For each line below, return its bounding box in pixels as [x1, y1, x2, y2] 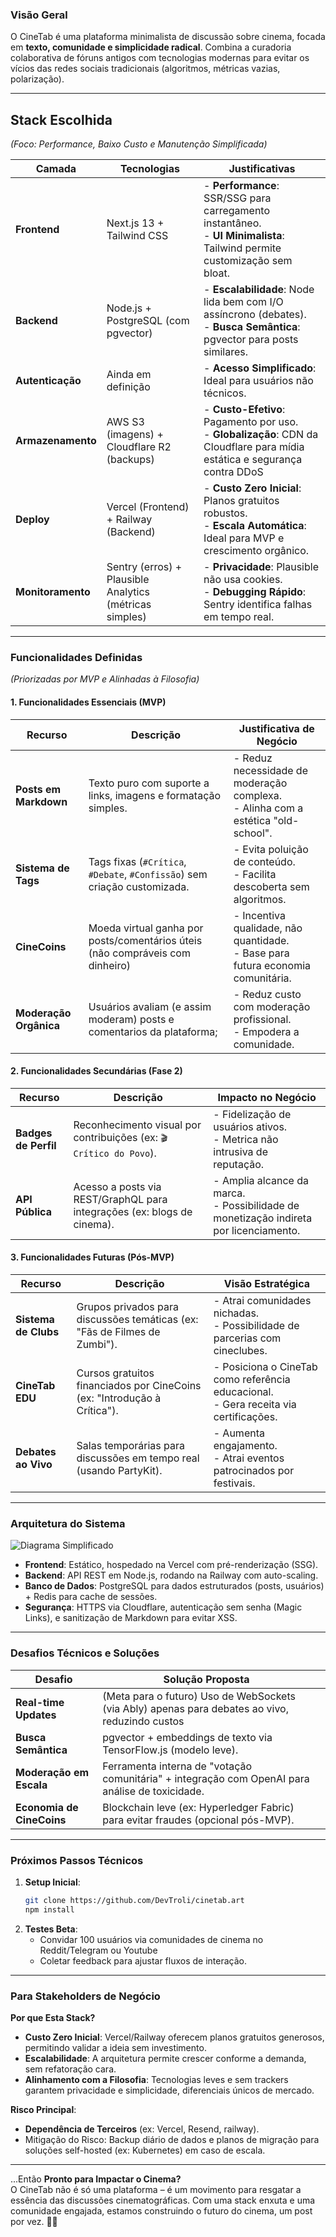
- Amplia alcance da [213, 1173, 309, 1187]
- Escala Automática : [203, 519, 307, 533]
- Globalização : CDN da [203, 428, 319, 442]
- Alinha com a [233, 801, 304, 815]
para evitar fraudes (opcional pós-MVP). [102, 1813, 295, 1827]
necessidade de [233, 763, 308, 777]
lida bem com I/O [203, 295, 284, 309]
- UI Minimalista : [203, 229, 285, 243]
